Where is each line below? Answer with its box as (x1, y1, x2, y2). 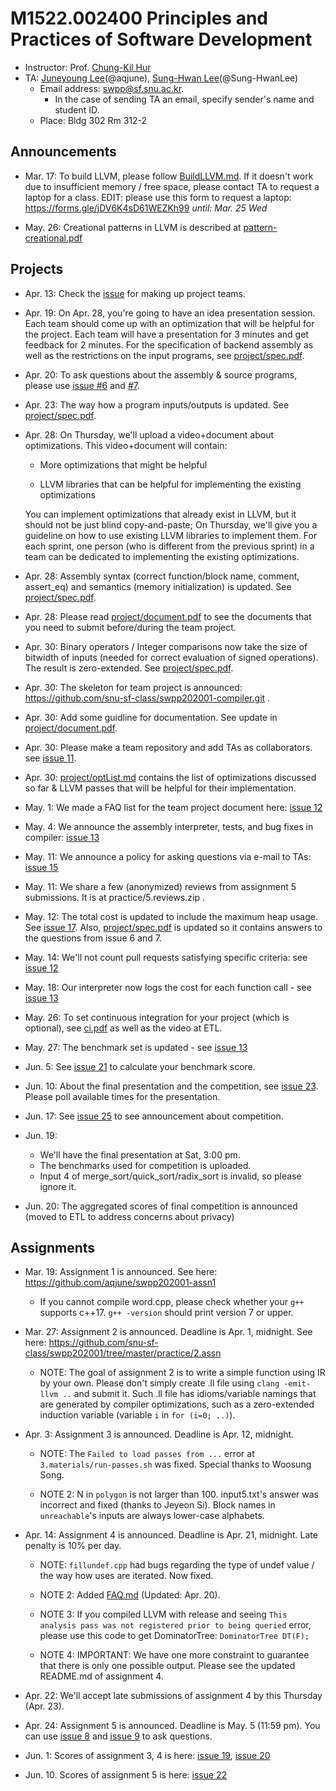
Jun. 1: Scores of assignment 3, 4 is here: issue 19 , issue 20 (24, 1750, 271, 1762)
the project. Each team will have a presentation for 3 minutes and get (24, 328, 309, 340)
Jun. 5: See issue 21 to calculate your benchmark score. (24, 1060, 256, 1072)
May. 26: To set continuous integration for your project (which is (24, 1011, 290, 1023)
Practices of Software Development (10, 28, 313, 51)
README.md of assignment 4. (39, 1670, 164, 1682)
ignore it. (39, 1180, 77, 1192)
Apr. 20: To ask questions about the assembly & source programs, (24, 368, 298, 381)
